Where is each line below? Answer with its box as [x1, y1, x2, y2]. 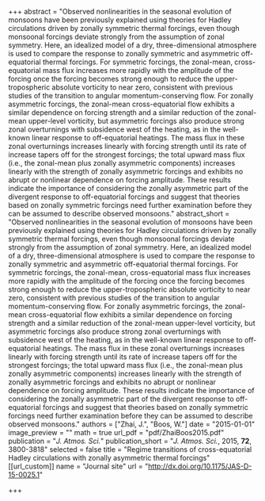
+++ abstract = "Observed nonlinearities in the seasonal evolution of [8, 7, 232, 16]
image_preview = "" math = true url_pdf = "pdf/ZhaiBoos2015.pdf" [8, 428, 225, 437]
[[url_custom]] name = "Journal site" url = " [8, 461, 149, 471]
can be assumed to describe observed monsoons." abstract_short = [8, 209, 230, 218]
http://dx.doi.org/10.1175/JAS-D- [147, 461, 252, 471]
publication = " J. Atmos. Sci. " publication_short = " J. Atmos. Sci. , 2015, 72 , [8, 436, 252, 446]
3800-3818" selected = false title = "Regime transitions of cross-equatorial [8, 445, 252, 454]
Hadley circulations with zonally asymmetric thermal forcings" [8, 453, 210, 462]
